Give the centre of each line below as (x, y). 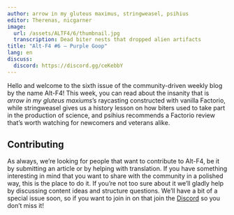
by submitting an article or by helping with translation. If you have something (117, 169)
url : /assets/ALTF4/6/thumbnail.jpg (67, 33)
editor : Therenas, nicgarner (50, 20)
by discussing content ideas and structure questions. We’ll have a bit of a (112, 191)
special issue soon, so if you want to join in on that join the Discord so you (114, 198)
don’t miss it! (25, 206)
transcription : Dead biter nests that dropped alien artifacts (107, 40)
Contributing (36, 145)
